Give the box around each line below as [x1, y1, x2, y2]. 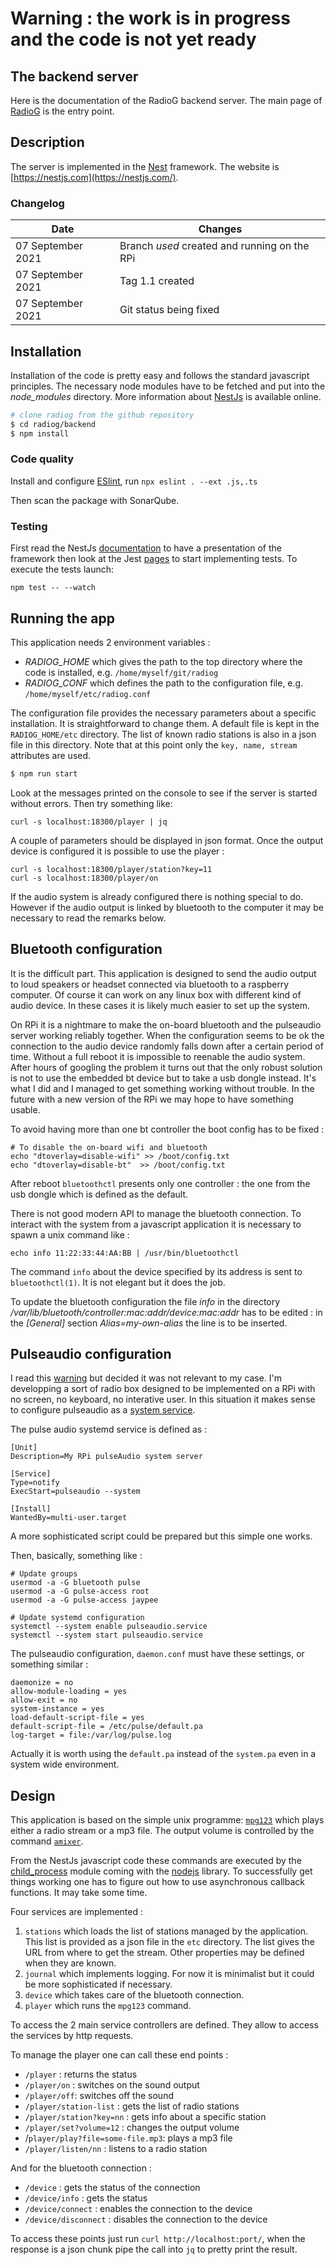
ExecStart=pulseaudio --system [10, 1487, 141, 1497]
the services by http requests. [10, 2030, 134, 2042]
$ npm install [10, 428, 70, 439]
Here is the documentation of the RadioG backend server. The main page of [10, 95, 323, 106]
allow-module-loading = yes [10, 1687, 128, 1697]
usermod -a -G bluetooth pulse [10, 1578, 141, 1588]
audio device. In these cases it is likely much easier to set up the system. [10, 999, 311, 1011]
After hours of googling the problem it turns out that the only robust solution [10, 1061, 323, 1073]
